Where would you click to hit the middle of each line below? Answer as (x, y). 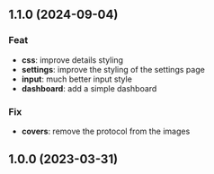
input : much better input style (76, 79)
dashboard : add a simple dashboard (89, 88)
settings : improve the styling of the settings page (113, 69)
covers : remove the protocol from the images (106, 131)
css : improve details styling (72, 60)
